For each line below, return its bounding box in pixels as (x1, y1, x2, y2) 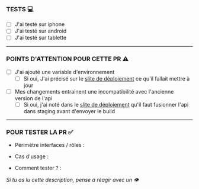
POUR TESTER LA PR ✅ (6, 128, 74, 136)
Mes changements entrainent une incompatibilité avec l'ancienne (14, 88, 174, 95)
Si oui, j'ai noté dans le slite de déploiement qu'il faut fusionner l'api (23, 101, 189, 108)
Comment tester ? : (14, 165, 62, 172)
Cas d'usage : (14, 153, 49, 160)
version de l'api (14, 94, 53, 102)
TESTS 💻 (6, 5, 34, 13)
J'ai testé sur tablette (14, 34, 67, 41)
